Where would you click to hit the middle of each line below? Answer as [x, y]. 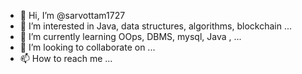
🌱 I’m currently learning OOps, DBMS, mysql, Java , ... [130, 36]
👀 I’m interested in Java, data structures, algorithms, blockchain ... [155, 26]
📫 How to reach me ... [66, 58]
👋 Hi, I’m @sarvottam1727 [72, 15]
